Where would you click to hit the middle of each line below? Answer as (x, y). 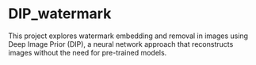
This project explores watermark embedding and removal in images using (128, 36)
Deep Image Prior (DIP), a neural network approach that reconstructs (121, 44)
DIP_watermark (60, 14)
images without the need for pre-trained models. (88, 52)
